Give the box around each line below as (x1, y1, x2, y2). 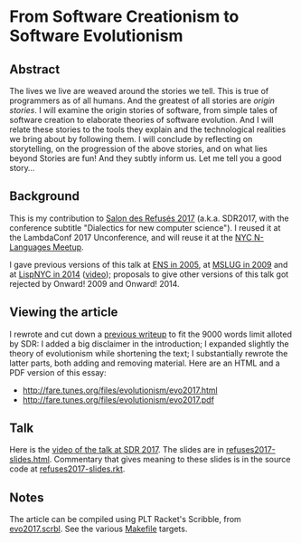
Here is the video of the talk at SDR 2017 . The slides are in (9, 444, 224, 455)
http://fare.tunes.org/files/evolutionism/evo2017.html (22, 385, 219, 395)
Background (9, 188, 80, 205)
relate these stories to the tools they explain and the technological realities (9, 124, 287, 135)
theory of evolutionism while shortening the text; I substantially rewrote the (9, 348, 288, 358)
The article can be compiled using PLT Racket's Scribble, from (9, 514, 241, 525)
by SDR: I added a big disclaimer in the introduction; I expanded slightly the (9, 338, 289, 349)
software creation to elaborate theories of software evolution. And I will (9, 115, 274, 125)
